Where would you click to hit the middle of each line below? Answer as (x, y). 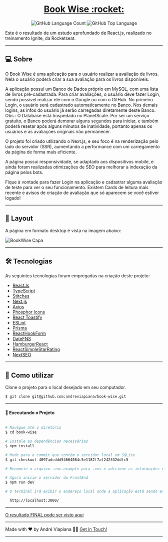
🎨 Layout (19, 218)
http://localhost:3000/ (34, 501)
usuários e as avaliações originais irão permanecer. (58, 131)
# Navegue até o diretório (33, 428)
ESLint (19, 323)
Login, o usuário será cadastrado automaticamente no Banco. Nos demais (81, 105)
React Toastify (27, 317)
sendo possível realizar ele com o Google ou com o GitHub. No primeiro (79, 99)
